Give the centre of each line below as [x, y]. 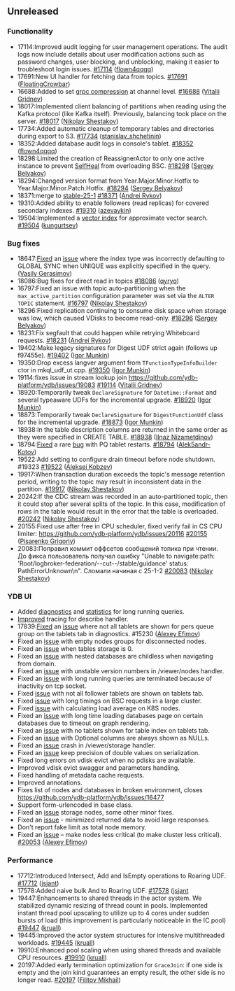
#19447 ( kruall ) [39, 927]
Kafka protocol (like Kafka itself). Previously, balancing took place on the [122, 113]
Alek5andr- [194, 444]
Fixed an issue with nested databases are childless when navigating [115, 656]
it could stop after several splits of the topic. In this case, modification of [121, 504]
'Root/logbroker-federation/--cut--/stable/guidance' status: [103, 563]
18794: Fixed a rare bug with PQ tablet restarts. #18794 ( [98, 444]
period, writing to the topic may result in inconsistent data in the [109, 482]
